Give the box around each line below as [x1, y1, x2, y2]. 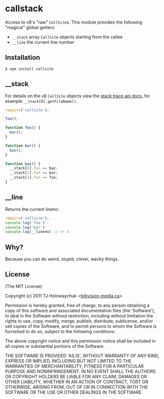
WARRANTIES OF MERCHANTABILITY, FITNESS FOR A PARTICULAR [5, 363, 144, 369]
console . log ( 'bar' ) [5, 225, 45, 230]
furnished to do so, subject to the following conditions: [5, 328, 115, 334]
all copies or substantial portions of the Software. [5, 343, 105, 349]
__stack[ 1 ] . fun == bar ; [9, 171, 58, 175]
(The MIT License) [5, 283, 43, 289]
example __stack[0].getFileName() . [5, 98, 78, 104]
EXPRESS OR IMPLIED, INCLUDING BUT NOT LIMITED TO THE [5, 358, 132, 364]
